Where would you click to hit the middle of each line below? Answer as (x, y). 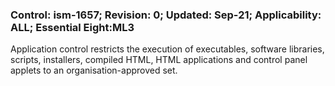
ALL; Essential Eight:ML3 (72, 27)
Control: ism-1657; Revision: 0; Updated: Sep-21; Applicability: (166, 15)
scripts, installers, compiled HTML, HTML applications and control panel (159, 60)
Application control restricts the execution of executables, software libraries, (167, 49)
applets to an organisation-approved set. (94, 70)
